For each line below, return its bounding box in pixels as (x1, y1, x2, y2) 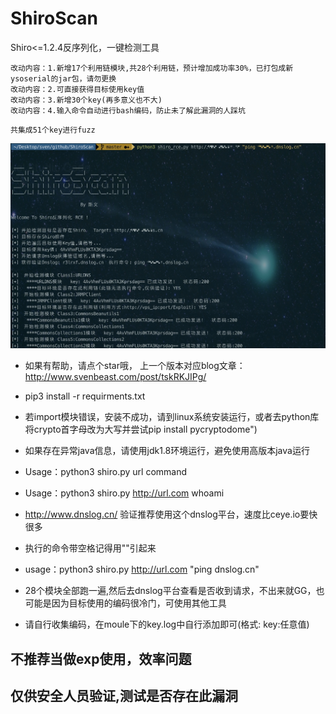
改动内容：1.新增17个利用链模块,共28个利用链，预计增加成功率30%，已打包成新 (10, 63, 294, 73)
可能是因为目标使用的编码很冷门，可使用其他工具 (24, 597, 227, 609)
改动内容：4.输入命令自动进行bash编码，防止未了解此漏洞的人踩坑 (10, 105, 246, 116)
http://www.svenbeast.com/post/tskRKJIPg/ (24, 371, 207, 383)
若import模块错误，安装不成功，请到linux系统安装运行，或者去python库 (24, 411, 320, 423)
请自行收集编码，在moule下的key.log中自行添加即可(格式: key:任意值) (24, 618, 310, 631)
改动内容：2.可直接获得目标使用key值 (10, 84, 145, 94)
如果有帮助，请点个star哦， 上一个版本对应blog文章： (24, 360, 246, 372)
